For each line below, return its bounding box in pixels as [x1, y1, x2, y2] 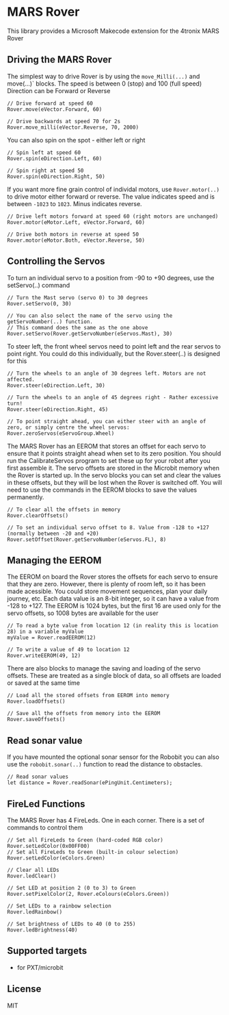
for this [7, 357, 27, 365]
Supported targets [7, 945, 87, 957]
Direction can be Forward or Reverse [7, 86, 111, 95]
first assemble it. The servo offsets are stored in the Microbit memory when [7, 464, 220, 472]
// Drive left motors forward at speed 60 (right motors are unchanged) [7, 213, 219, 220]
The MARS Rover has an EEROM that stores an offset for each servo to [7, 442, 206, 450]
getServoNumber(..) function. [7, 318, 94, 325]
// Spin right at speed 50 [7, 167, 84, 174]
